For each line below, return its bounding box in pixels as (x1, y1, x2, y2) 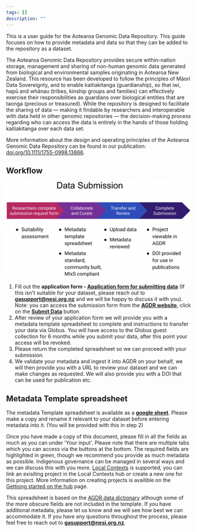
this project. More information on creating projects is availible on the (6, 476, 171, 483)
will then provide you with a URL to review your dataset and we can (14, 364, 178, 371)
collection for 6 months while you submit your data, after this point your (14, 333, 188, 340)
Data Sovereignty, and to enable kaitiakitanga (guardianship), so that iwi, (6, 81, 181, 88)
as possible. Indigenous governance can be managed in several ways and (6, 458, 185, 465)
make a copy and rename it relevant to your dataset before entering (6, 415, 169, 422)
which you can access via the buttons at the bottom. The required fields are (6, 445, 189, 452)
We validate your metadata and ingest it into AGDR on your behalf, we (14, 358, 183, 365)
